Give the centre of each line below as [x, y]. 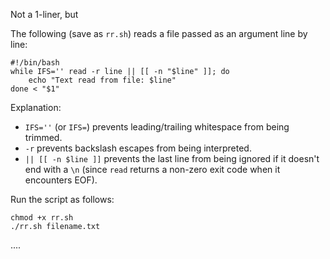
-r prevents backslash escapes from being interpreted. [138, 148]
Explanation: [36, 107]
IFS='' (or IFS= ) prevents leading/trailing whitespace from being [157, 127]
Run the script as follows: [62, 199]
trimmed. [43, 137]
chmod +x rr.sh [42, 218]
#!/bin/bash [35, 63]
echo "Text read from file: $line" [102, 80]
